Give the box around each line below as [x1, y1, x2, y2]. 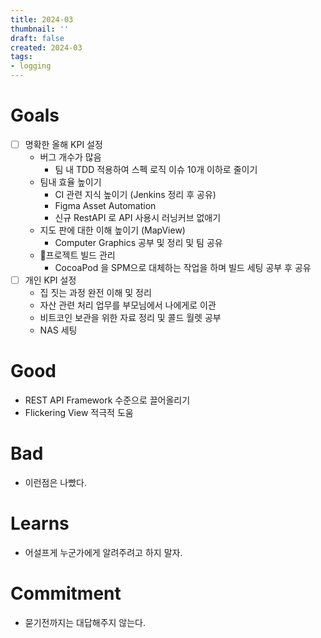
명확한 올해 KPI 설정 [24, 138, 103, 150]
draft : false [10, 33, 65, 43]
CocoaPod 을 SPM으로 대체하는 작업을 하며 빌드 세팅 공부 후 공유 [54, 262, 312, 273]
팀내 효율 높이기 [39, 176, 102, 188]
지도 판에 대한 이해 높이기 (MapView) [39, 224, 186, 236]
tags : [10, 52, 33, 62]
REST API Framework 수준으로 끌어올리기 [24, 394, 191, 406]
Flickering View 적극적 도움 [24, 407, 134, 418]
